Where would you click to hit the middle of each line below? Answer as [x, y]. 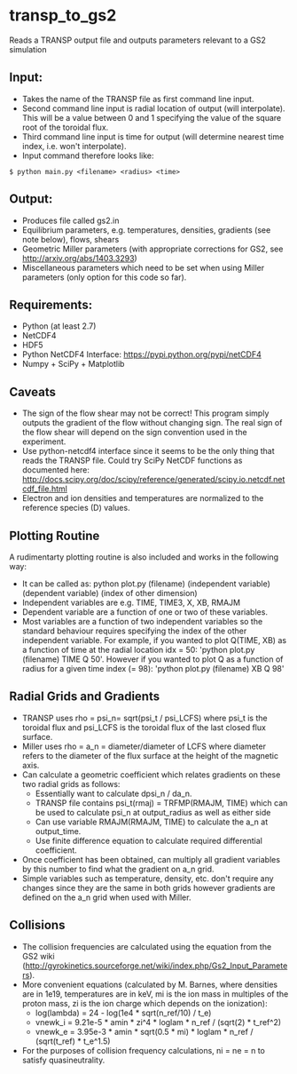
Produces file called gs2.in [70, 220]
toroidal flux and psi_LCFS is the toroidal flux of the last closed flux [144, 727]
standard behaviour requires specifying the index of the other [134, 631]
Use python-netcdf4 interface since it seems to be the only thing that [148, 451]
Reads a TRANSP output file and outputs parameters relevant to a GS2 [137, 40]
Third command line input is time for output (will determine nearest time [153, 136]
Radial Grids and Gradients [85, 697]
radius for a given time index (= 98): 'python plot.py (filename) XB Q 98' [153, 668]
